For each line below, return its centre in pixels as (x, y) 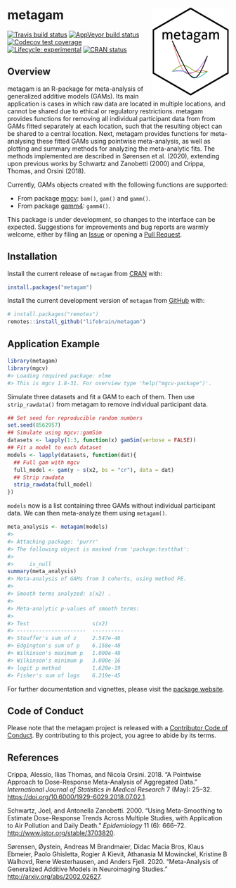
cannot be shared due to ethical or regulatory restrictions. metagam (105, 111)
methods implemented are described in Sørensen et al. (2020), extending (113, 156)
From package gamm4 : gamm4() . (64, 206)
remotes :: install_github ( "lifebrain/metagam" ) (77, 322)
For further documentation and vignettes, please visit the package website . (116, 689)
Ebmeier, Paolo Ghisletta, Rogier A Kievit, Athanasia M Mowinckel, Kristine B (117, 854)
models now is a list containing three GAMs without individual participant (111, 506)
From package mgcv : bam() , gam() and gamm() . (84, 198)
